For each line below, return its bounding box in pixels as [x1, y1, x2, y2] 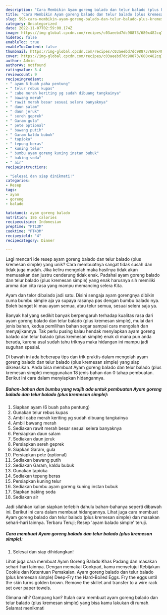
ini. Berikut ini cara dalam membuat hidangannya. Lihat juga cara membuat [5, 509, 158, 515]
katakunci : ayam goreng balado [5, 210, 70, 215]
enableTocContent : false [5, 44, 57, 49]
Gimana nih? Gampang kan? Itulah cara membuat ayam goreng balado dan [5, 594, 158, 600]
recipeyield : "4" [5, 233, 42, 238]
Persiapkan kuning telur [12, 478, 61, 484]
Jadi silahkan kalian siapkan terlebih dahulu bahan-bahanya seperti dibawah [5, 504, 162, 510]
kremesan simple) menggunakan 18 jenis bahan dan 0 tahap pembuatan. [5, 369, 154, 376]
